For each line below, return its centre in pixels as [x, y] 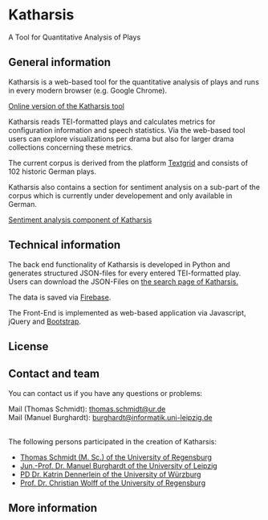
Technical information [65, 245]
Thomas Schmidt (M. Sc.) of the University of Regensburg [116, 457]
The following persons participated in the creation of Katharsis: [112, 441]
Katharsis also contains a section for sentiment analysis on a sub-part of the [134, 187]
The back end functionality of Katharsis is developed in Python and [119, 264]
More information [53, 508]
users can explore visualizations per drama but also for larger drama [121, 138]
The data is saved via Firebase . [60, 297]
